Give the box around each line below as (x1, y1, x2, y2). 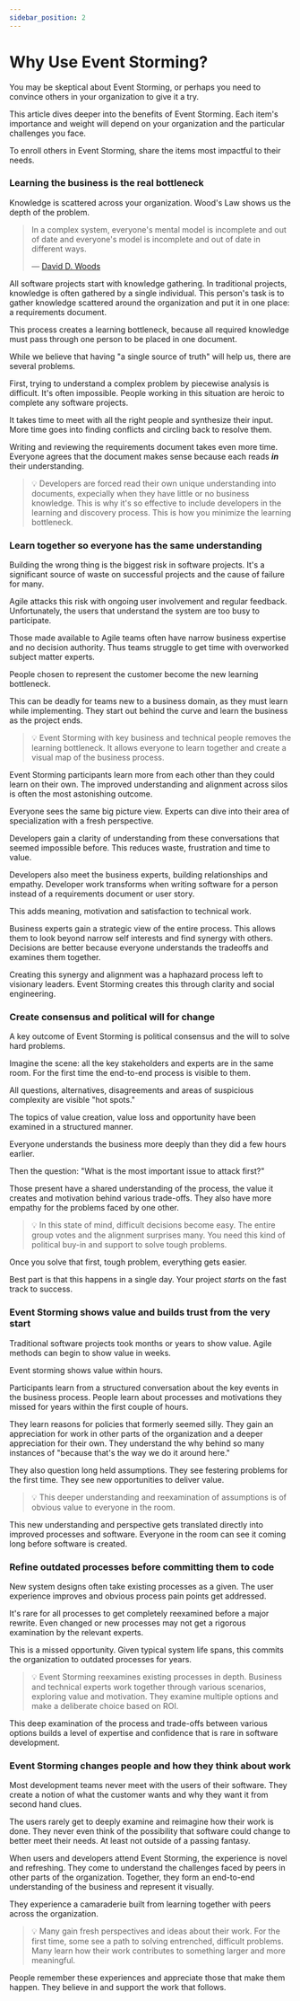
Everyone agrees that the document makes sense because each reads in (9, 451, 279, 462)
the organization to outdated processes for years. (9, 1654, 193, 1665)
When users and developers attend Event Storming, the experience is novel (9, 1853, 288, 1864)
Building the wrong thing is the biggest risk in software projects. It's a (9, 560, 265, 570)
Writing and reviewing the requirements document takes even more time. (9, 441, 279, 452)
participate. (9, 615, 52, 626)
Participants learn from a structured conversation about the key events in (9, 1382, 279, 1393)
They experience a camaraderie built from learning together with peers (9, 1899, 271, 1909)
